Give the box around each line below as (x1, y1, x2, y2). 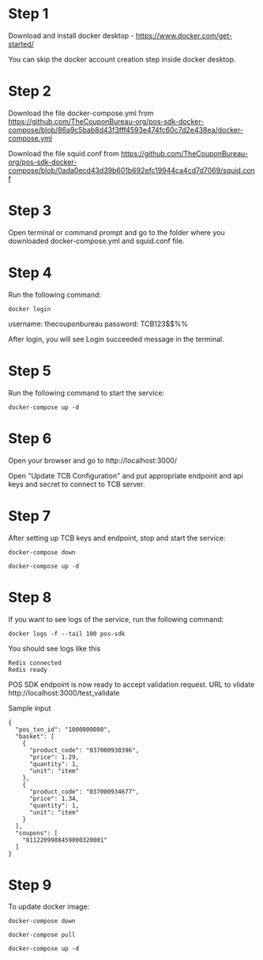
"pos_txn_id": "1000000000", (15, 726, 111, 733)
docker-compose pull (8, 931, 77, 939)
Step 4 (8, 264, 53, 281)
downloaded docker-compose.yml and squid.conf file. (8, 236, 185, 246)
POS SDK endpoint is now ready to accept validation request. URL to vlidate (8, 680, 255, 689)
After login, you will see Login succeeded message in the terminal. (8, 334, 224, 343)
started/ (8, 39, 34, 48)
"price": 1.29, (28, 753, 80, 761)
